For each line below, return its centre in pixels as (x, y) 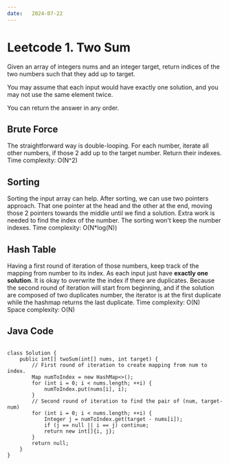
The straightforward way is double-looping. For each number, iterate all (108, 146)
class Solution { (32, 353)
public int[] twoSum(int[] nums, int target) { (89, 359)
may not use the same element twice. (60, 94)
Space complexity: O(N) (41, 309)
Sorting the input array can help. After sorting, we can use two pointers (108, 199)
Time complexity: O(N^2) (42, 160)
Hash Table (32, 249)
